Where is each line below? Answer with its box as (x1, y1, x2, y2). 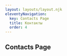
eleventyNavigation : (5, 12, 47, 16)
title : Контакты (9, 20, 43, 26)
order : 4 (9, 25, 27, 30)
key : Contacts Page (9, 16, 49, 21)
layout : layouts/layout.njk (5, 7, 63, 12)
